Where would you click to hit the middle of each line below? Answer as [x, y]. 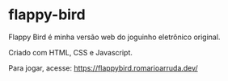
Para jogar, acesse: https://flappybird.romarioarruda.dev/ [103, 68]
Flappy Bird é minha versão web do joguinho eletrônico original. [114, 37]
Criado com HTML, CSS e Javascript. [71, 52]
